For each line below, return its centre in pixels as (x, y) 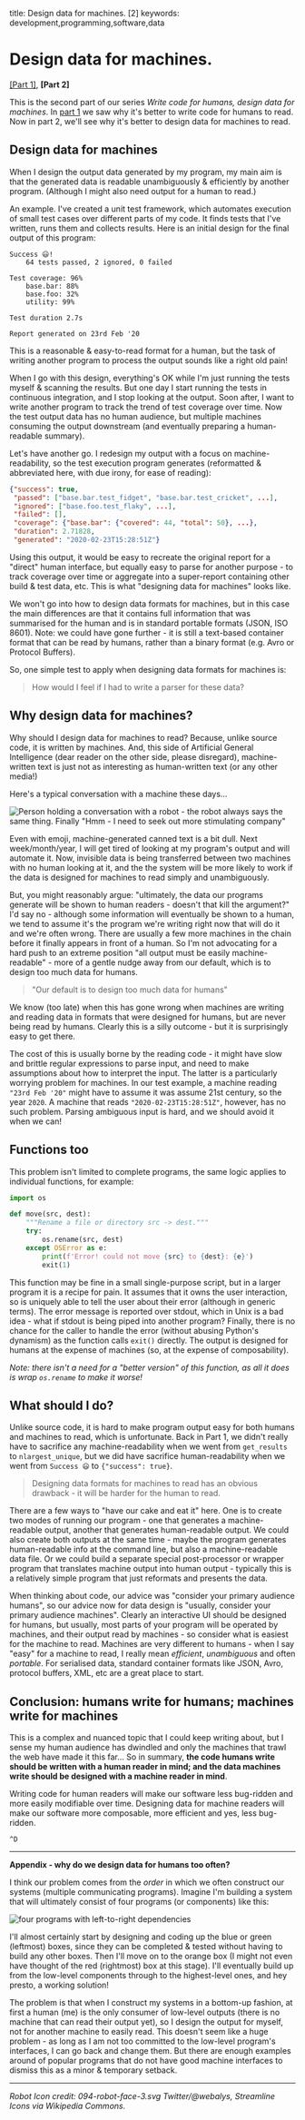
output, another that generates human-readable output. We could (167, 1530)
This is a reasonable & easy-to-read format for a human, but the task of (143, 350)
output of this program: (53, 237)
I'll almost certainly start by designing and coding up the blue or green (141, 1937)
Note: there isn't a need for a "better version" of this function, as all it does (150, 1367)
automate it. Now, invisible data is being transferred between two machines (150, 858)
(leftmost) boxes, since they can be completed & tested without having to (146, 1947)
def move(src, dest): (50, 1214)
